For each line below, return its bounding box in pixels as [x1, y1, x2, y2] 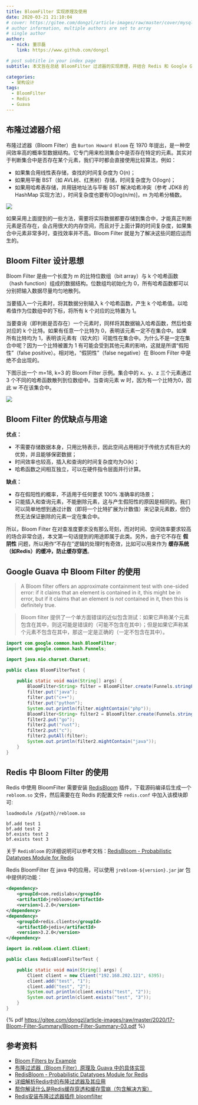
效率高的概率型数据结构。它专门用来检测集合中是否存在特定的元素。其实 [11, 149, 187, 156]
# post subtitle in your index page [6, 57, 96, 64]
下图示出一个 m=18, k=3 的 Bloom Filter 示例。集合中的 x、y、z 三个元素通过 [6, 369, 192, 376]
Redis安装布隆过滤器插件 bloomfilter [14, 1093, 103, 1100]
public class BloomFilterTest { [6, 667, 85, 673]
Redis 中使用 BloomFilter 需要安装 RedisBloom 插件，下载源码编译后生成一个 [6, 784, 192, 791]
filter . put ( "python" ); [27, 700, 83, 706]
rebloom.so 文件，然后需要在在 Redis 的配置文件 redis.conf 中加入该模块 [6, 791, 183, 798]
